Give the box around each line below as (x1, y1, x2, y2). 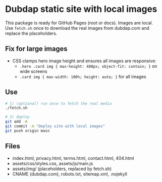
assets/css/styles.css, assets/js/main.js (12, 160, 93, 166)
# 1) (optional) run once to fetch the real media (5, 101, 112, 106)
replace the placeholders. (5, 30, 57, 36)
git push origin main (5, 128, 50, 133)
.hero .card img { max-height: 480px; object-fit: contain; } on (19, 63, 158, 69)
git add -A (5, 119, 28, 124)
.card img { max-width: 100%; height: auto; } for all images (19, 73, 147, 80)
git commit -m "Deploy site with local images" (5, 124, 106, 129)
